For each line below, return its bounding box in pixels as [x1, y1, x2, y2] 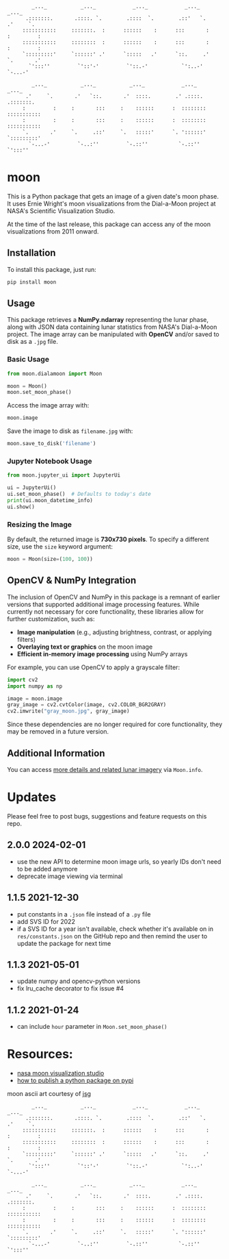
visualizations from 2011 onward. [7, 227, 99, 236]
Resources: [7, 1047, 73, 1062]
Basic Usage [7, 355, 50, 364]
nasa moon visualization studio [16, 1069, 105, 1077]
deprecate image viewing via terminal [16, 872, 123, 880]
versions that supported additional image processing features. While [7, 600, 200, 608]
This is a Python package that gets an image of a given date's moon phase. [7, 192, 219, 200]
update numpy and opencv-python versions [16, 977, 141, 986]
